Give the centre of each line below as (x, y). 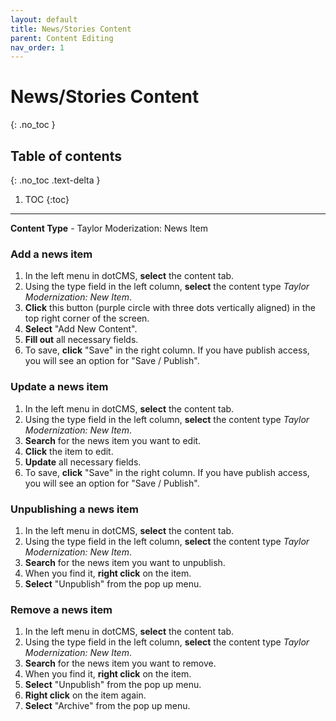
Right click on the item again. (85, 695)
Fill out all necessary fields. (81, 340)
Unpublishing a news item (74, 509)
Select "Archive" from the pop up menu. (107, 706)
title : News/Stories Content (71, 29)
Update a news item (59, 387)
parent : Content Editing (62, 38)
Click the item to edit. (69, 451)
